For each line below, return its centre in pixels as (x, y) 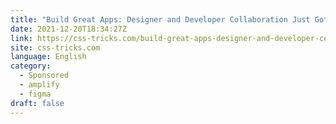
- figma (35, 94)
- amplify (39, 85)
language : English (48, 57)
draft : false (37, 103)
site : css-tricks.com (55, 47)
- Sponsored (44, 76)
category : (31, 66)
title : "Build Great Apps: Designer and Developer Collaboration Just (160, 19)
